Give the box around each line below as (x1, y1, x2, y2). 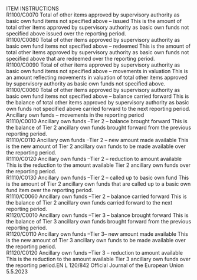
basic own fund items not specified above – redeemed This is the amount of (6, 42, 191, 50)
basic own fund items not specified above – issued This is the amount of (6, 18, 182, 24)
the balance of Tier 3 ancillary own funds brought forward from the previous (6, 218, 192, 225)
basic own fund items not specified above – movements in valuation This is (6, 68, 188, 74)
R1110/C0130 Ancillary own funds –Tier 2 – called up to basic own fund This (6, 174, 189, 181)
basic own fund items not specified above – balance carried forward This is (6, 93, 189, 100)
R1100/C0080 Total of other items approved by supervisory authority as (6, 37, 180, 43)
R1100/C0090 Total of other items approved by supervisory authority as (6, 61, 180, 68)
